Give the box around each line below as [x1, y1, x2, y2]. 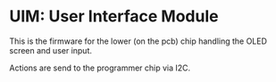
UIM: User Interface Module [9, 6, 219, 27]
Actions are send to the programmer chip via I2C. [9, 62, 191, 73]
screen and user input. [9, 45, 92, 55]
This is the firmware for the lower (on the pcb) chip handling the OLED [9, 36, 268, 46]
